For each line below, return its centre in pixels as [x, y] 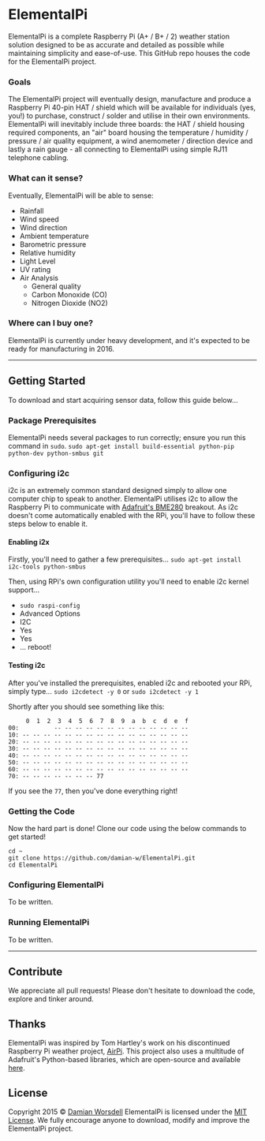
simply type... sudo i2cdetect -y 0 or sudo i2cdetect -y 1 [103, 691]
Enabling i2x [29, 542]
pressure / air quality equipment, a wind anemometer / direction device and [131, 141]
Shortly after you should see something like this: [86, 707]
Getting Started [47, 381]
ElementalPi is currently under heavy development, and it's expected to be [129, 340]
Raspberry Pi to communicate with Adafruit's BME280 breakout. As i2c [123, 507]
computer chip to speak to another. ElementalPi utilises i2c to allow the [123, 499]
